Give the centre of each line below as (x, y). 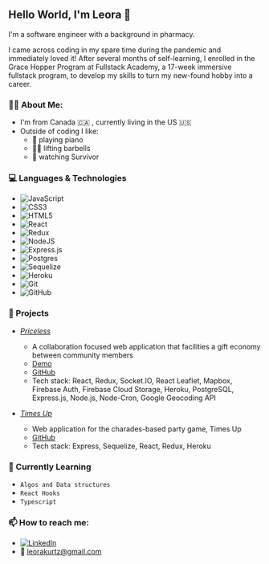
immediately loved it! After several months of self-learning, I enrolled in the (132, 58)
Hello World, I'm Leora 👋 (69, 15)
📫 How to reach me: (49, 522)
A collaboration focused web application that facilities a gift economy (146, 346)
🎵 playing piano (57, 140)
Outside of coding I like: (59, 131)
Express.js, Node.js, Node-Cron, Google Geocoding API (124, 398)
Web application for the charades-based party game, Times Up (137, 429)
